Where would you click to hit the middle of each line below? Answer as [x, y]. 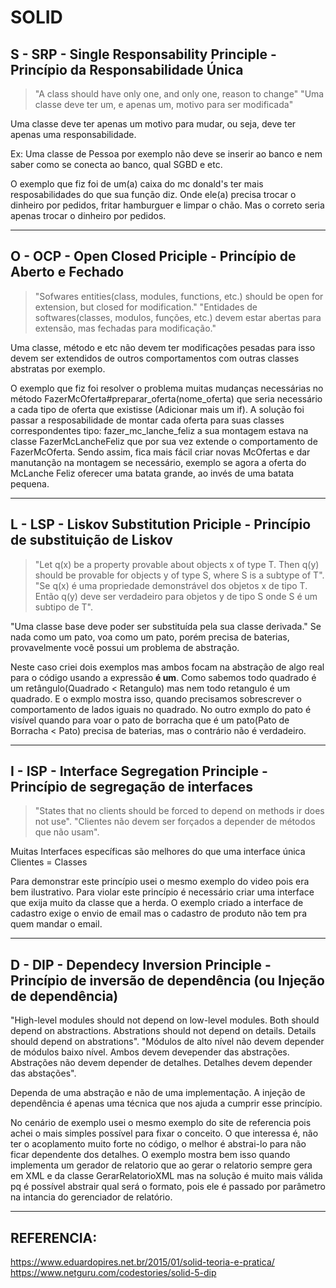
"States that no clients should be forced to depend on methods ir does [179, 811]
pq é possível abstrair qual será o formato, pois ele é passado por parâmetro [168, 1187]
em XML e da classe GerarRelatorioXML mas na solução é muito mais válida [166, 1176]
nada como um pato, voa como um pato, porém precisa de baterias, [150, 637]
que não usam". [67, 832]
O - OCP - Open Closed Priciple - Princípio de [153, 256]
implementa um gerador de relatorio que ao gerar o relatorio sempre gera [161, 1165]
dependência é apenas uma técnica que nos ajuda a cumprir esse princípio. [166, 1103]
